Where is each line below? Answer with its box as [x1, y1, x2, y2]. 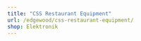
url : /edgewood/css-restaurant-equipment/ [7, 17, 134, 24]
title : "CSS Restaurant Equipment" [7, 10, 112, 17]
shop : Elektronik [7, 23, 59, 30]
